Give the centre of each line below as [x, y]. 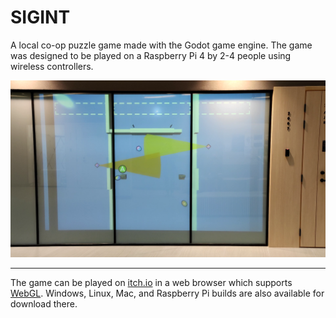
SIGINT [40, 17]
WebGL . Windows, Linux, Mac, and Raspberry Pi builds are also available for [167, 293]
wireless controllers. [52, 66]
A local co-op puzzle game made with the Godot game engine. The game [161, 45]
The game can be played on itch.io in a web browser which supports [151, 283]
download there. [44, 304]
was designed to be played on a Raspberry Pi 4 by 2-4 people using [151, 55]
